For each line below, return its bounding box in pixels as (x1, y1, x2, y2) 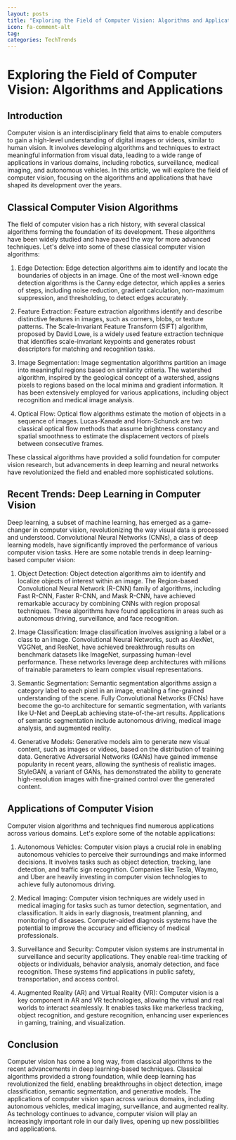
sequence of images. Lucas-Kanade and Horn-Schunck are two (17, 416, 203, 425)
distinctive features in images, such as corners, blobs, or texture (17, 314, 204, 323)
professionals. (17, 931, 59, 939)
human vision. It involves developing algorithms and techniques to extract (7, 144, 221, 152)
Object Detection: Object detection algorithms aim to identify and (17, 569, 206, 578)
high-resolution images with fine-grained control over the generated (17, 774, 216, 783)
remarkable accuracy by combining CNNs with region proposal (17, 599, 200, 607)
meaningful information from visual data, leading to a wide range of (7, 151, 202, 159)
